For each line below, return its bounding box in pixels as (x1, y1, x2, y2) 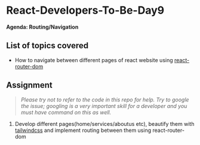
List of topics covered (6, 41, 88, 51)
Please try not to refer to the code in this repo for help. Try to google (20, 96, 189, 103)
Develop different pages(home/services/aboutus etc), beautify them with (14, 120, 195, 127)
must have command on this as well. (20, 109, 112, 116)
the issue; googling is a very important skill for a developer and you (20, 102, 187, 109)
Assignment (6, 80, 53, 90)
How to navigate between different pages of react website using (14, 56, 173, 63)
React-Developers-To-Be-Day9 (6, 4, 165, 17)
